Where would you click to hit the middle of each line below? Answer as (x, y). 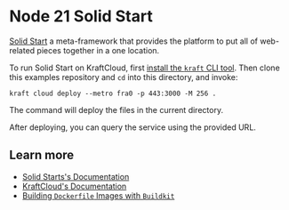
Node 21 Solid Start (81, 16)
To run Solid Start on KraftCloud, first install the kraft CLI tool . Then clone (144, 68)
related (22, 50)
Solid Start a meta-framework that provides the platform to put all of (134, 41)
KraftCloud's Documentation (74, 186)
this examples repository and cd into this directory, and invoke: (124, 77)
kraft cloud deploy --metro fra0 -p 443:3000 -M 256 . (113, 93)
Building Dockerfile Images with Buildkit (98, 195)
